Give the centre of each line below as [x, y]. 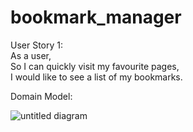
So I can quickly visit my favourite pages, [95, 66]
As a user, [31, 55]
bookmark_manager [96, 17]
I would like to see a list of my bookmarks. [96, 77]
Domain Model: [41, 96]
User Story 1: [37, 45]
